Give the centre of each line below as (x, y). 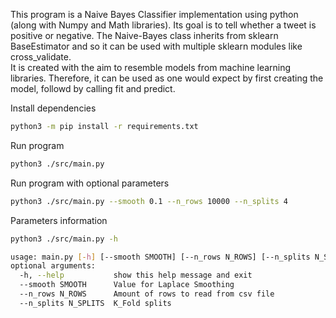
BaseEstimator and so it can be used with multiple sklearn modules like (156, 46)
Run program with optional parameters (90, 183)
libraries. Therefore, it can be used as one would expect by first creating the (167, 78)
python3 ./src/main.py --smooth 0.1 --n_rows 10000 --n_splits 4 (149, 201)
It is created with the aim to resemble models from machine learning (151, 67)
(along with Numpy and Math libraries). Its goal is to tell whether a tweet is (163, 25)
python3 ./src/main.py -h (64, 239)
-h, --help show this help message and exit (136, 275)
